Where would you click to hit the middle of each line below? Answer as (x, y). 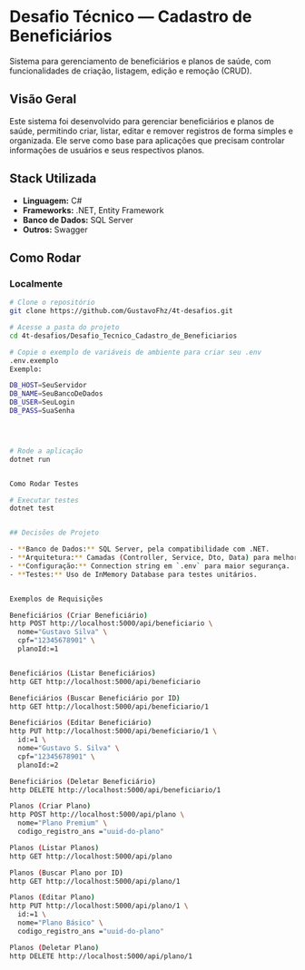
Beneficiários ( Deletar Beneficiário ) (83, 781)
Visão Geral (43, 99)
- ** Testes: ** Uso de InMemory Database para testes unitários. (133, 574)
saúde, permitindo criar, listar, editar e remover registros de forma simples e (151, 131)
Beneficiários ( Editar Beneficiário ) (81, 723)
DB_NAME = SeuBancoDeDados (56, 394)
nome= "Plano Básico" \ (60, 923)
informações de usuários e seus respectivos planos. (107, 150)
